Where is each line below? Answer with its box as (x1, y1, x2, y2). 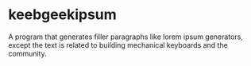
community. (8, 49, 47, 58)
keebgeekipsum (8, 6, 117, 24)
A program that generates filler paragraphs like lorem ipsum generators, (8, 32, 244, 41)
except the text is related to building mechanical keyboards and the (8, 40, 228, 49)
